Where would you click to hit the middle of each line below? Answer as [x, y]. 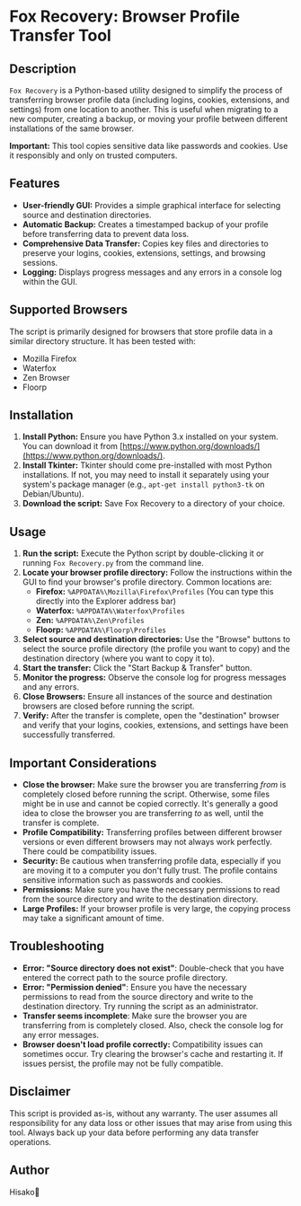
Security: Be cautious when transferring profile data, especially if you [151, 861]
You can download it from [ [72, 446]
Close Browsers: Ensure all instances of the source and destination [147, 697]
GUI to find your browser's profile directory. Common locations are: [147, 582]
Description [43, 69]
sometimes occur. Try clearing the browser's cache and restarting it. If [153, 1053]
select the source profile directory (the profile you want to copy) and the [156, 649]
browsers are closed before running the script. [108, 706]
